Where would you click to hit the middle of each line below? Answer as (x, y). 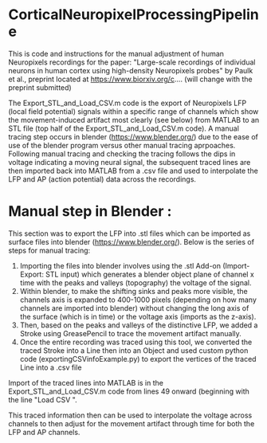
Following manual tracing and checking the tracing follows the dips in (122, 154)
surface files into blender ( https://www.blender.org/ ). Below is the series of (132, 241)
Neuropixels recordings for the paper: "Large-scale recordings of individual (132, 62)
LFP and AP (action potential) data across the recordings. (102, 179)
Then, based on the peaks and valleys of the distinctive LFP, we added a (139, 325)
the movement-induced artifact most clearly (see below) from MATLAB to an (134, 120)
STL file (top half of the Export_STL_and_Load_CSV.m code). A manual (124, 128)
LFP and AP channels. (44, 432)
